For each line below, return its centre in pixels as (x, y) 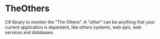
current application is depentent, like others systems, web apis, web (73, 27)
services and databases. (30, 32)
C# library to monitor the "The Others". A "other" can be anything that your (80, 22)
